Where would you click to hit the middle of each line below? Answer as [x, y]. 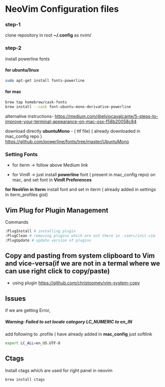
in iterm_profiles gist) [27, 195]
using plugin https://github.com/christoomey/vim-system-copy [76, 283]
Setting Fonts [21, 154]
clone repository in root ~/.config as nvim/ [48, 35]
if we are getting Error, [28, 310]
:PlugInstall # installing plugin [41, 231]
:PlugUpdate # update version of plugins [48, 240]
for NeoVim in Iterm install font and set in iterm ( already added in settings [81, 190]
